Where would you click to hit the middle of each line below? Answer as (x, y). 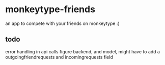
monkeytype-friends (50, 9)
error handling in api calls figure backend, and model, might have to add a (83, 51)
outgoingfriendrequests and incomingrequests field (59, 57)
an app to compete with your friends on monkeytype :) (62, 23)
